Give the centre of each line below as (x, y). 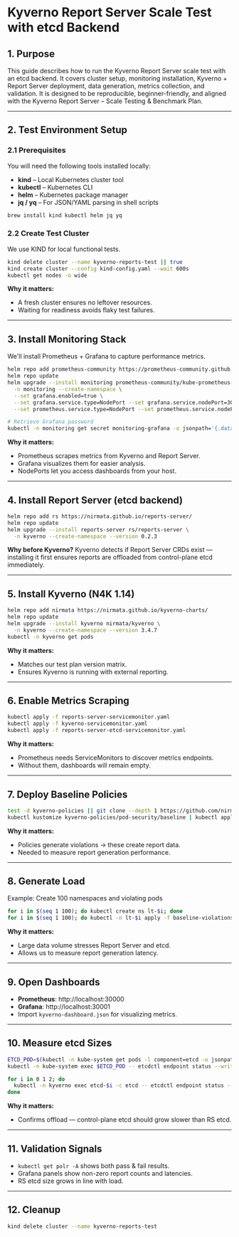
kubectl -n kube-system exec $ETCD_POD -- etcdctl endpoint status (110, 1066)
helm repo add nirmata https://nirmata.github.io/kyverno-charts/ (108, 610)
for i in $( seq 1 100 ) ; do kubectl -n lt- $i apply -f (89, 918)
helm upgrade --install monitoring (60, 383)
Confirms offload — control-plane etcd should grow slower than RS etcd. (124, 1120)
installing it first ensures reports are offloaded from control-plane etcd (110, 557)
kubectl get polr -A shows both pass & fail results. (94, 1166)
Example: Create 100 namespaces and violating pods (85, 898)
